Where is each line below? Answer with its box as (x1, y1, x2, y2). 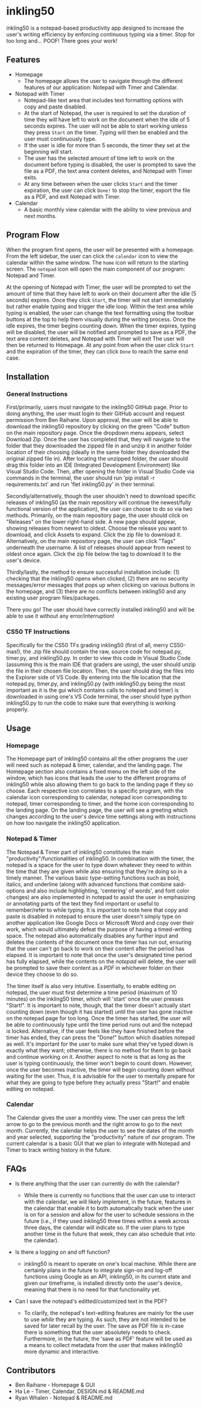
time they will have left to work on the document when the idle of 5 (24, 116, 190, 123)
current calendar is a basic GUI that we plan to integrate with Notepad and (6, 1139, 191, 1147)
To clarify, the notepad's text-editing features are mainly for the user (24, 1309, 194, 1316)
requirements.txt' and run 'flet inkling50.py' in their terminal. (6, 481, 156, 488)
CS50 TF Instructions (6, 628, 71, 636)
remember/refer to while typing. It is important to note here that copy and (6, 906, 188, 914)
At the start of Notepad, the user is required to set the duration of (24, 109, 186, 116)
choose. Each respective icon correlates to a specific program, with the (6, 787, 184, 794)
